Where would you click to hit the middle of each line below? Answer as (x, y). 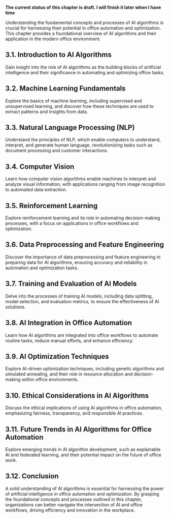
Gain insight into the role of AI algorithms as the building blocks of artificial (83, 67)
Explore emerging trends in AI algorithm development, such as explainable (83, 449)
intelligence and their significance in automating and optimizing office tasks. (85, 72)
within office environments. (50, 380)
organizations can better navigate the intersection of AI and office (74, 505)
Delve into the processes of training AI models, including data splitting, (79, 296)
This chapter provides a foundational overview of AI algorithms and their (81, 33)
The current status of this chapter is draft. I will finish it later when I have (83, 7)
